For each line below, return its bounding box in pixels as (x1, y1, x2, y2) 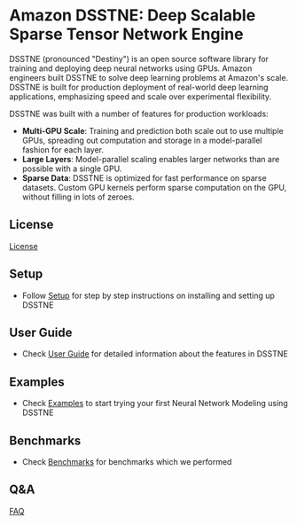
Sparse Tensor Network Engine (9, 24, 244, 44)
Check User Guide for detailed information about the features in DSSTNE (21, 349, 288, 359)
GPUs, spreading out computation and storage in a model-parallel (21, 135, 263, 145)
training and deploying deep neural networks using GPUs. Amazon (9, 63, 253, 74)
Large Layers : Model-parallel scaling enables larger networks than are (21, 153, 280, 164)
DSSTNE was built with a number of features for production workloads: (9, 108, 269, 119)
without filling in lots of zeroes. (21, 192, 135, 202)
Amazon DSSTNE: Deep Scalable (9, 5, 256, 26)
